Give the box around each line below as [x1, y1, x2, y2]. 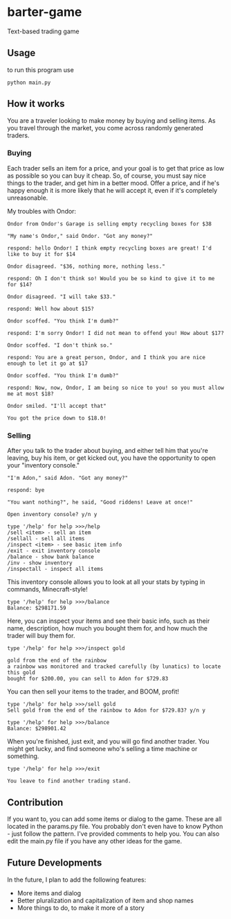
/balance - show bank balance [7, 553, 95, 560]
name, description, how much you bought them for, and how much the [7, 624, 208, 633]
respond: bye [7, 487, 45, 494]
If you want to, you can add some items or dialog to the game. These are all [7, 814, 223, 823]
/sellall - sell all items [7, 535, 85, 542]
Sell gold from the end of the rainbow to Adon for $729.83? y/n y [7, 707, 206, 714]
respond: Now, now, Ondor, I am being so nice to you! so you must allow [7, 384, 225, 391]
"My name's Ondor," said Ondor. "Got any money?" [7, 232, 154, 239]
